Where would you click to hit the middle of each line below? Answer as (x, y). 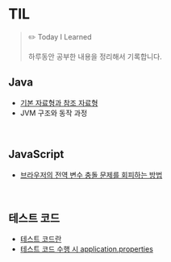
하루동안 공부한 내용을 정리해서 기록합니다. (95, 56)
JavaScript (36, 154)
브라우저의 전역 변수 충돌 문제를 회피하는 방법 (91, 175)
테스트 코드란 (41, 239)
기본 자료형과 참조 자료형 (59, 102)
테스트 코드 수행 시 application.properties (86, 249)
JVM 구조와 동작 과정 (54, 113)
